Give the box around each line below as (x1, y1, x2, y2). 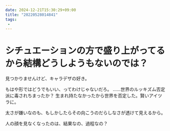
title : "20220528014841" (5, 12, 58, 17)
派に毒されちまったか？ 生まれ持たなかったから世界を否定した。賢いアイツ (5, 92, 162, 99)
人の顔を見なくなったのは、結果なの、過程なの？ (5, 120, 108, 127)
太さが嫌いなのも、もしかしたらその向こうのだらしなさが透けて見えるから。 (5, 110, 166, 116)
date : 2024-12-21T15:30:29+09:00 (5, 7, 76, 13)
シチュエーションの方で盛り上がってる (5, 45, 165, 56)
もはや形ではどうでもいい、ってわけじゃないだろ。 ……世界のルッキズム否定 (5, 86, 165, 92)
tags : (5, 17, 17, 22)
